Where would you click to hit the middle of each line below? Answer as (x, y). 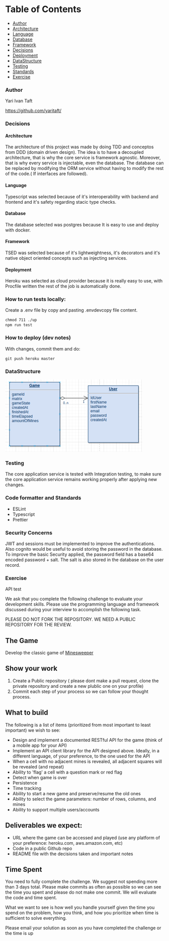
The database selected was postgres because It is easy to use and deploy (82, 224)
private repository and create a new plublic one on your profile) (78, 686)
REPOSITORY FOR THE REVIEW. (38, 625)
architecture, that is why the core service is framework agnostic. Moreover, (83, 158)
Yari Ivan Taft (19, 101)
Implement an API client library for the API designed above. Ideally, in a (86, 750)
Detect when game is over (39, 777)
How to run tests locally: (36, 300)
